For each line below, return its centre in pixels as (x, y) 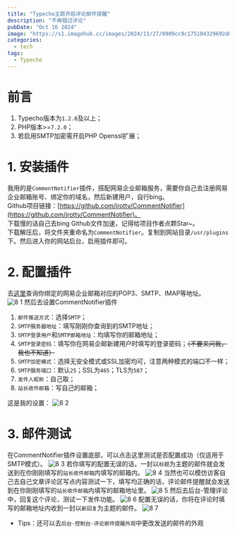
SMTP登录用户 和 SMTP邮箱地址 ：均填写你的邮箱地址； (89, 335)
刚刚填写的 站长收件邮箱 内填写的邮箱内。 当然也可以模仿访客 (126, 472)
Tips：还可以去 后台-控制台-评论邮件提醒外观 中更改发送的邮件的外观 (111, 523)
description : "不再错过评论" (47, 21)
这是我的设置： (29, 402)
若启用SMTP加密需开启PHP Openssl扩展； (79, 136)
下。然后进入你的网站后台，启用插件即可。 (69, 240)
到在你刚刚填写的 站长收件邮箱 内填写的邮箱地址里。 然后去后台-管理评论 (118, 490)
